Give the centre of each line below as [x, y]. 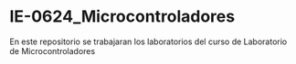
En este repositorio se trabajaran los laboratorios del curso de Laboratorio [148, 41]
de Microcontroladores [53, 50]
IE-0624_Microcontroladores [122, 17]
